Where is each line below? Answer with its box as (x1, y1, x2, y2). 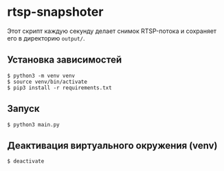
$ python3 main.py (7, 121, 60, 128)
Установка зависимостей (7, 54, 122, 66)
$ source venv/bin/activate (7, 78, 88, 85)
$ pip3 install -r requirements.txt (7, 84, 112, 91)
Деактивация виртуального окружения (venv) (7, 139, 218, 151)
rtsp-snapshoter (7, 4, 104, 20)
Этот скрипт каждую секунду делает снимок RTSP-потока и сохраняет (7, 27, 217, 35)
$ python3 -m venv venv (7, 72, 76, 79)
